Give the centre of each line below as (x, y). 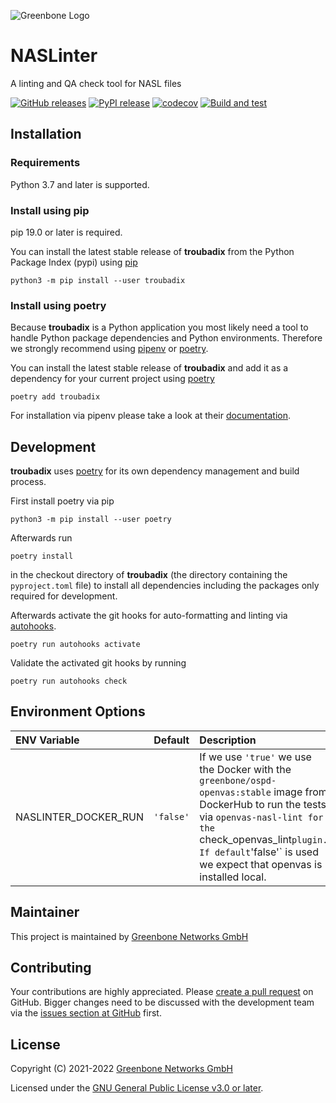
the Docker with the (245, 769)
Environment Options (78, 711)
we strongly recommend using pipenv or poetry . (109, 349)
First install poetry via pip (62, 501)
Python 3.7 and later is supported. (80, 184)
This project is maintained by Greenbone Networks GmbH (129, 936)
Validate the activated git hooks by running (98, 663)
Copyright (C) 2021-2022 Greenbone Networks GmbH (122, 1069)
